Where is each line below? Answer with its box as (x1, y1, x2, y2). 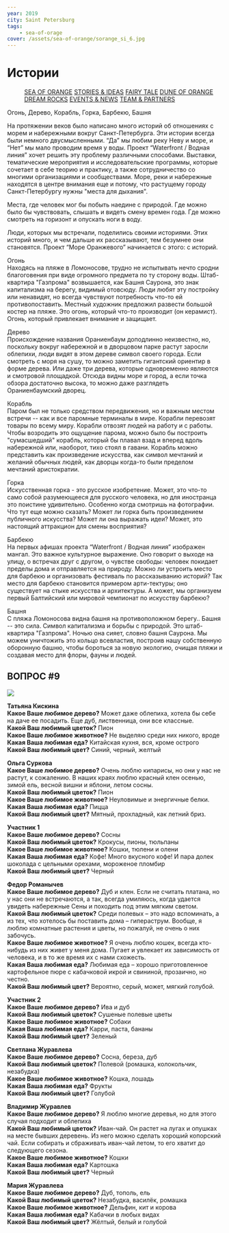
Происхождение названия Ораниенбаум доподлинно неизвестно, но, (7, 336, 211, 344)
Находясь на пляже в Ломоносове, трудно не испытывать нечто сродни (7, 263, 219, 272)
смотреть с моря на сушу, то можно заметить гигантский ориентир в (7, 357, 211, 366)
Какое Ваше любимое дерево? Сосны (7, 830, 121, 838)
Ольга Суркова (7, 759, 53, 767)
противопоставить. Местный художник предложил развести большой (7, 300, 213, 309)
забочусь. (7, 931, 36, 939)
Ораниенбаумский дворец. (7, 386, 87, 395)
